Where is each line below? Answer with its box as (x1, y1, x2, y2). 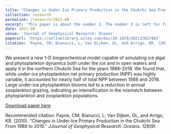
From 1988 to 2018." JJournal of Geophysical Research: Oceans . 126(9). (5, 123, 157, 129)
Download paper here (5, 102, 51, 109)
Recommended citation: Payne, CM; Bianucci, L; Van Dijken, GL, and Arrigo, (5, 112, 164, 118)
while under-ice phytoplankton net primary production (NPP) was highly (5, 71, 156, 77)
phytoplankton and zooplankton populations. (5, 92, 99, 98)
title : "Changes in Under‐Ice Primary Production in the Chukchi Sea (5, 7, 156, 13)
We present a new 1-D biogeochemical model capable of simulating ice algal (5, 55, 165, 61)
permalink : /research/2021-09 (5, 17, 70, 22)
